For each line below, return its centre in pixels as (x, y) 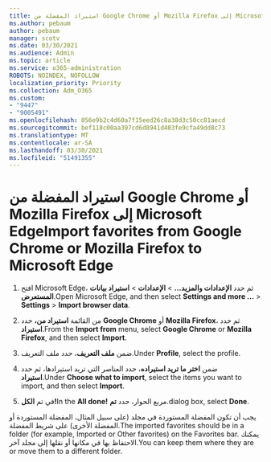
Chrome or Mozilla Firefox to (106, 249)
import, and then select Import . (73, 386)
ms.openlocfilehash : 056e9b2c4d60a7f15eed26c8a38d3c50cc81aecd (117, 121)
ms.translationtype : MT (49, 135)
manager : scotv (35, 38)
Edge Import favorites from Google (125, 232)
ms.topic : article (40, 61)
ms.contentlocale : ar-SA (51, 143)
